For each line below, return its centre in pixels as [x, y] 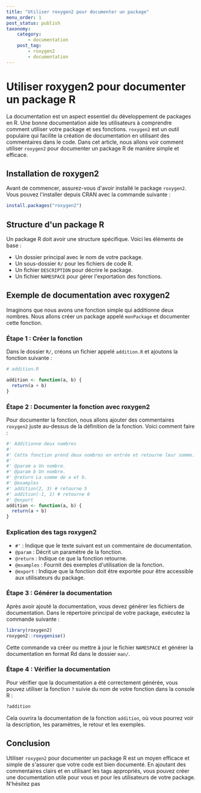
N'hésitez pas [23, 783]
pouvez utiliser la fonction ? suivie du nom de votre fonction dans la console [100, 689]
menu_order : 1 [24, 18]
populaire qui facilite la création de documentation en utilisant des [88, 135]
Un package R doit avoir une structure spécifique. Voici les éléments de [95, 239]
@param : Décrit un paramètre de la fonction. [69, 552]
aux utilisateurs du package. [50, 577]
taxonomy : [19, 29]
